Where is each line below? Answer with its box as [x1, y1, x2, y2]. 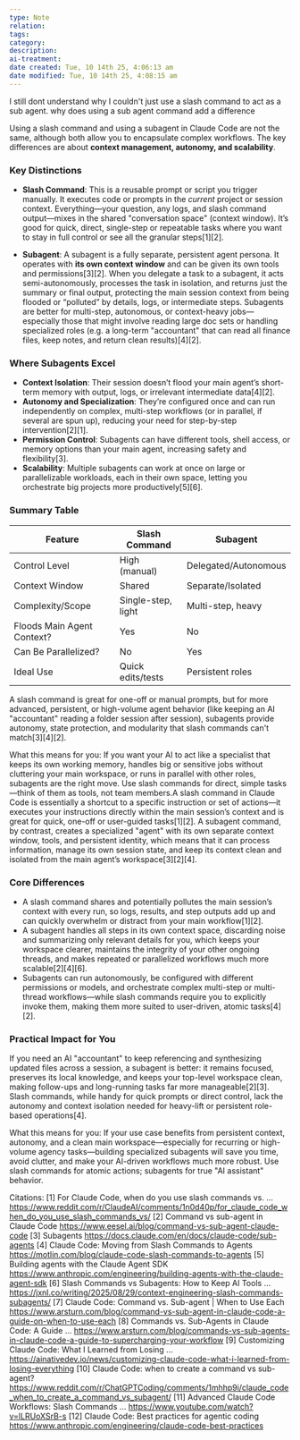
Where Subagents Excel [9, 357, 116, 369]
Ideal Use [13, 665, 54, 678]
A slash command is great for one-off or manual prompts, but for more [9, 694, 269, 705]
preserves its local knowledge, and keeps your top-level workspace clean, [9, 1072, 283, 1083]
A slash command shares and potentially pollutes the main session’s [21, 896, 272, 907]
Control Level [13, 559, 70, 572]
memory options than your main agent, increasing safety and [21, 444, 247, 454]
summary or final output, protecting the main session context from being [21, 287, 290, 298]
